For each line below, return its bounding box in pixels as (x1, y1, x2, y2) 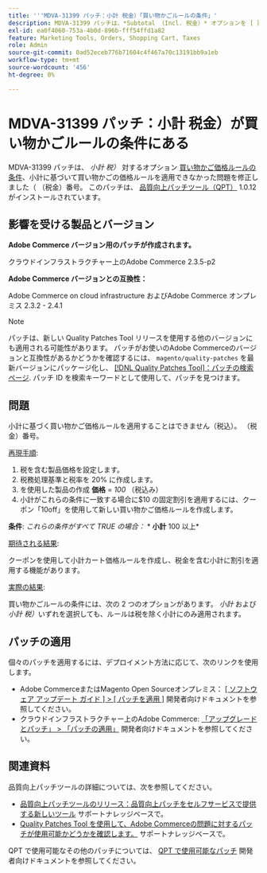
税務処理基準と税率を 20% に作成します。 (19, 475, 157, 485)
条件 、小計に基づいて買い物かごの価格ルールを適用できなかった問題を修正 (8, 172, 252, 181)
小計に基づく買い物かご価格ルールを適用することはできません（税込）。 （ (8, 421, 250, 431)
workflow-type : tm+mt (8, 57, 80, 64)
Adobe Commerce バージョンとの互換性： (8, 274, 148, 283)
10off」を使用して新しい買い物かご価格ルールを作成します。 (41, 505, 238, 514)
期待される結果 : (8, 539, 60, 548)
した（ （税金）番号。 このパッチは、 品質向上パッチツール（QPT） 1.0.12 (14, 182, 257, 192)
